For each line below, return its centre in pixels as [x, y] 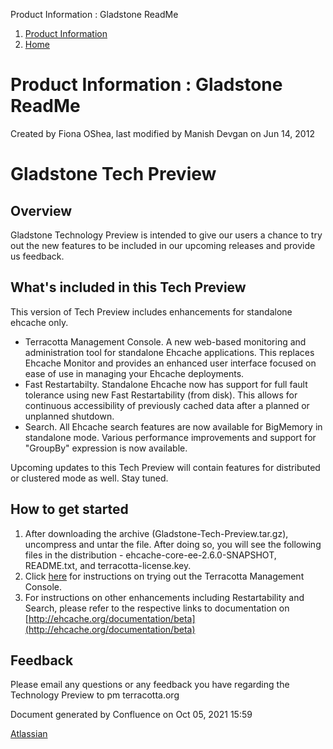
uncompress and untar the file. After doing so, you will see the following [173, 544]
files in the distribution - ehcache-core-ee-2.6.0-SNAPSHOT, [150, 555]
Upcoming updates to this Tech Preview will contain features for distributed [165, 467]
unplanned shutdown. [69, 416]
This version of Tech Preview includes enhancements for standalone [151, 311]
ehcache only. [39, 322]
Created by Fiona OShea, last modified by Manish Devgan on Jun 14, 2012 [162, 133]
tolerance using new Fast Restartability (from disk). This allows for [161, 395]
